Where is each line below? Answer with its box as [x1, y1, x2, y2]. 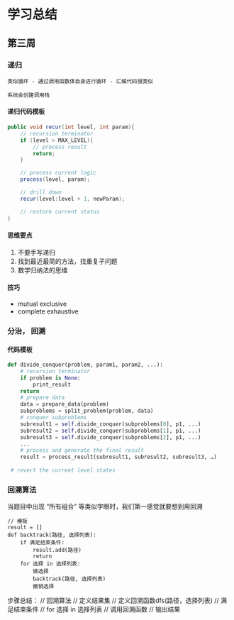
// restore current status [20, 208, 100, 215]
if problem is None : [20, 374, 81, 382]
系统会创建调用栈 [7, 92, 50, 99]
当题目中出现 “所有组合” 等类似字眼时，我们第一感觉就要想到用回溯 [7, 502, 204, 511]
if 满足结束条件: [20, 539, 65, 546]
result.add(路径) [33, 547, 82, 554]
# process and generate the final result [20, 447, 144, 454]
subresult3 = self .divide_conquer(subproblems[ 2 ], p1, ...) [20, 433, 201, 441]
